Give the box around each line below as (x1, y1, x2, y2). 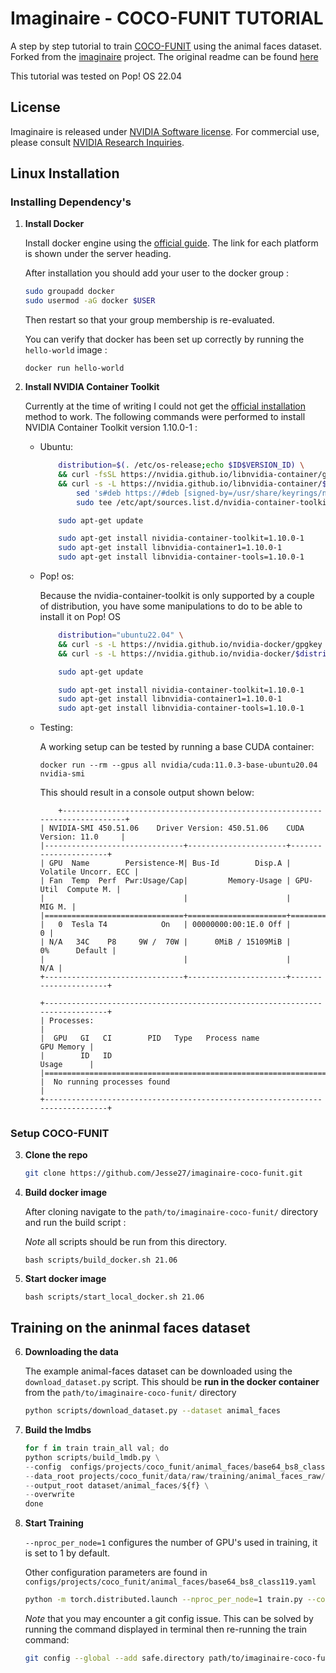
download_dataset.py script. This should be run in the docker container (24, 1376, 320, 1388)
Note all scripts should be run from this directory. (24, 1236, 228, 1248)
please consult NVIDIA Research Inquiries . (10, 136, 185, 148)
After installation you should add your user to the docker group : (24, 267, 289, 279)
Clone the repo (24, 1149, 88, 1161)
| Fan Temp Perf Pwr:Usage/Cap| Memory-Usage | (39, 876, 292, 886)
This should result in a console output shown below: (39, 787, 255, 799)
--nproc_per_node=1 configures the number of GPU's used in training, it (24, 1537, 318, 1549)
